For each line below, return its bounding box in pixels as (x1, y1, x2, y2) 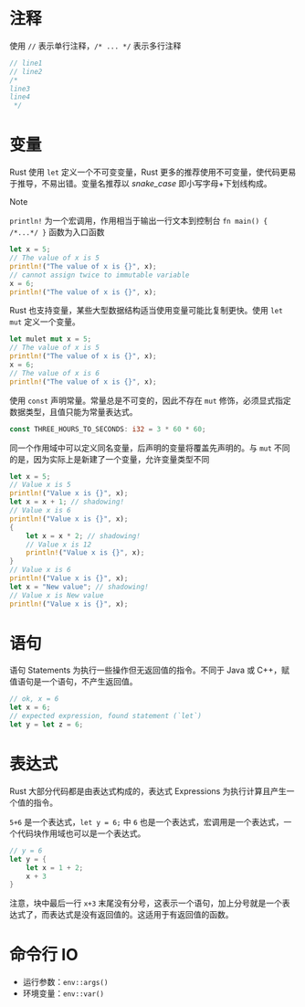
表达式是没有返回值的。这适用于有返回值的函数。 (48, 909, 234, 920)
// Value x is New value (9, 590, 104, 599)
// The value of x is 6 (9, 368, 100, 377)
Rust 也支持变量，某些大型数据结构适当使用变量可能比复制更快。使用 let (9, 305, 283, 316)
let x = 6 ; (9, 703, 51, 713)
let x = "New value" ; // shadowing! (9, 582, 149, 591)
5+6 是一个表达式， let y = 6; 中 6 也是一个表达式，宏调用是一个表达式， (9, 816, 284, 827)
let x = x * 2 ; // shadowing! (26, 531, 142, 540)
